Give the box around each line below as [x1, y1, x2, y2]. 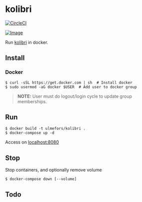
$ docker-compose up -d [5, 131, 55, 136]
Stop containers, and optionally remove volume [5, 167, 102, 173]
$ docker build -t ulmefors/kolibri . [5, 126, 86, 131]
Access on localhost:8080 [5, 139, 59, 145]
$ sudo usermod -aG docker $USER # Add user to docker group [5, 84, 137, 89]
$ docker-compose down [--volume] [5, 177, 77, 182]
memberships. [17, 98, 47, 104]
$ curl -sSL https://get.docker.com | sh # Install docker [5, 80, 133, 85]
